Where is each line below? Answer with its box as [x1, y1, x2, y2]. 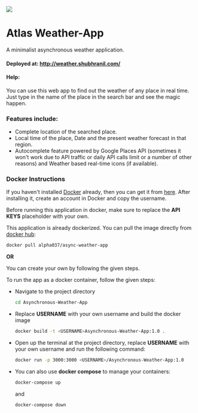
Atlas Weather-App [6, 26, 104, 40]
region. [14, 141, 33, 148]
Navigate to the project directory [14, 288, 96, 295]
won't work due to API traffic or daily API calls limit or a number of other [14, 154, 193, 161]
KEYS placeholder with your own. [6, 212, 89, 220]
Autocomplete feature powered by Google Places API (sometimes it [14, 147, 181, 154]
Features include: [6, 114, 59, 123]
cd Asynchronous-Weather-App [14, 299, 88, 306]
